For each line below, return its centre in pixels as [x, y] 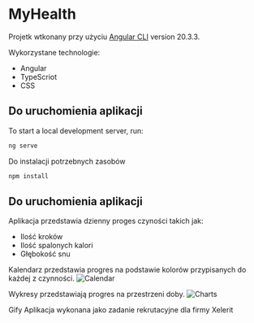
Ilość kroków [41, 237]
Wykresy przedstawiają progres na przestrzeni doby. [97, 295]
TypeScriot [39, 76]
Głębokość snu [45, 254]
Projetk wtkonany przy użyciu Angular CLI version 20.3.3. [104, 37]
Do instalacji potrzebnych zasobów [67, 161]
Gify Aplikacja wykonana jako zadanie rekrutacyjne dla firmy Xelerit [121, 310]
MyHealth [43, 14]
